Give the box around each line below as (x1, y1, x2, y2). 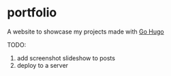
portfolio (7, 5, 57, 21)
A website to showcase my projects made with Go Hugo (7, 27, 165, 36)
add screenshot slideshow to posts (16, 53, 116, 62)
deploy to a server (16, 61, 69, 69)
